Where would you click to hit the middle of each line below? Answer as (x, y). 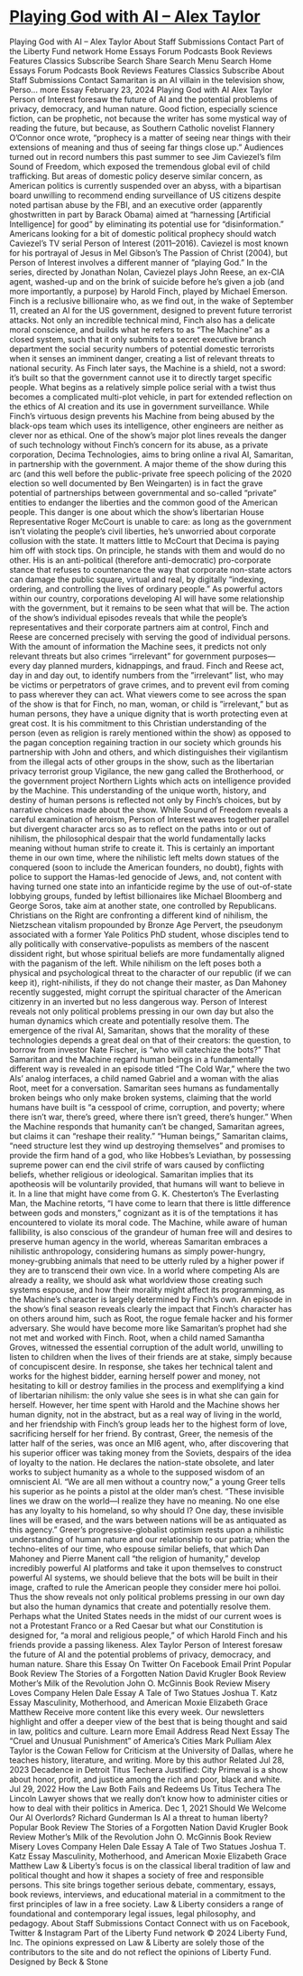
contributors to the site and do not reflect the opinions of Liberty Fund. (141, 1952)
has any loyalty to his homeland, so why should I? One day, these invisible (147, 1510)
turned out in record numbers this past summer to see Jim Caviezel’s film (145, 156)
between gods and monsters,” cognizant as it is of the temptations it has (144, 1213)
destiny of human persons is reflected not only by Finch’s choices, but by (145, 800)
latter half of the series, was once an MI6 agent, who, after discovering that (149, 1443)
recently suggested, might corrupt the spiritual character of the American (146, 992)
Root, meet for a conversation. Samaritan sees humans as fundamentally (144, 1088)
